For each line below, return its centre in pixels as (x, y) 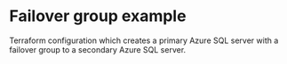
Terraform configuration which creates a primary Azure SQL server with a (144, 40)
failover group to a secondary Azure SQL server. (98, 49)
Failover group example (98, 16)
